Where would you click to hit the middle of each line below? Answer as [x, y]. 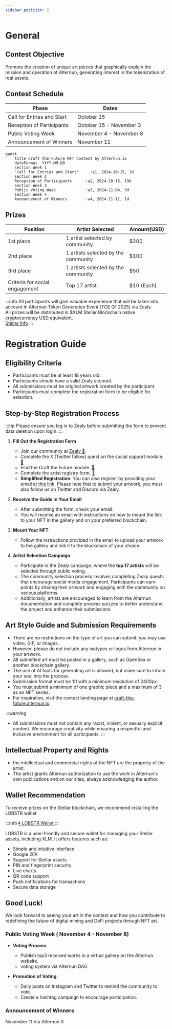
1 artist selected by [89, 238]
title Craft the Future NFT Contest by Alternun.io [71, 159]
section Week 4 [31, 195]
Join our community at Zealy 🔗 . [53, 451]
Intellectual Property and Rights [57, 750]
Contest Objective [35, 54]
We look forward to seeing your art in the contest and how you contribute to [85, 915]
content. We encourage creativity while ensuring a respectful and [82, 728]
